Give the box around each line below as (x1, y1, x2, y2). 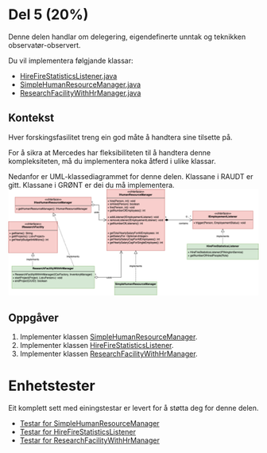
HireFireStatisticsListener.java (19, 71, 118, 80)
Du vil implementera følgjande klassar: (8, 56, 133, 65)
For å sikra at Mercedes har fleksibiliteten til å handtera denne (8, 147, 211, 157)
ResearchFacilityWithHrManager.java (19, 88, 141, 97)
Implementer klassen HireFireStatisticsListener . (19, 341, 174, 350)
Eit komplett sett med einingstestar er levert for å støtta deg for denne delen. (8, 404, 259, 413)
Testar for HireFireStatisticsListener (19, 428, 137, 437)
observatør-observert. (8, 40, 81, 49)
